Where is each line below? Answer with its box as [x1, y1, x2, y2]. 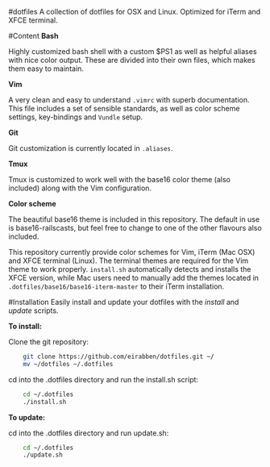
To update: [8, 412, 46, 422]
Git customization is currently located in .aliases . [8, 144, 173, 152]
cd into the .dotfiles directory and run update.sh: [8, 427, 169, 438]
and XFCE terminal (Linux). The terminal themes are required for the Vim [8, 256, 249, 265]
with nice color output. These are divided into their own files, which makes [8, 56, 255, 65]
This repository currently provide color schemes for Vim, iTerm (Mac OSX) [8, 248, 255, 256]
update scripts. [8, 306, 59, 315]
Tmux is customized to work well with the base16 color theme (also [8, 175, 231, 184]
